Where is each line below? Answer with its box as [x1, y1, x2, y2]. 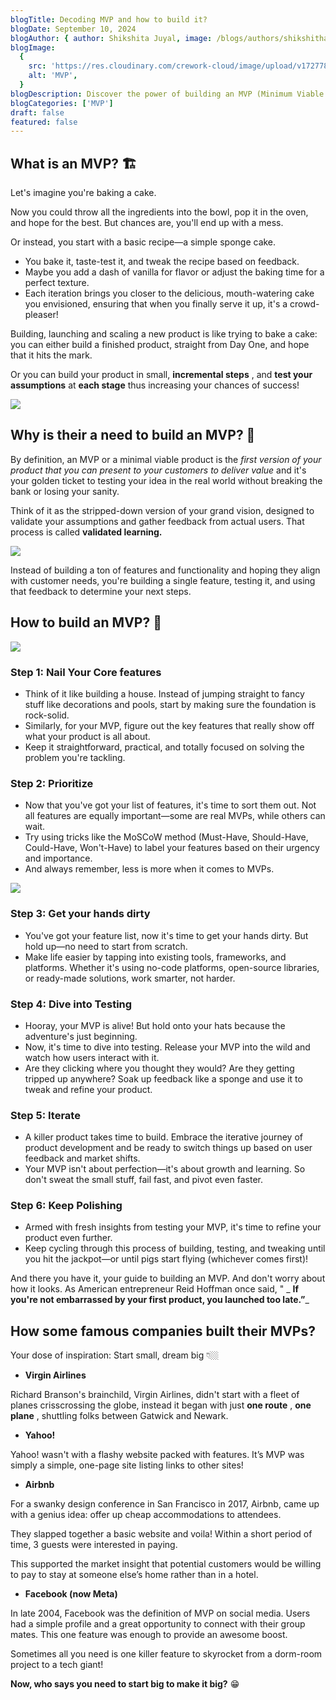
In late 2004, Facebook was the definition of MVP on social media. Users [10, 1607, 311, 1620]
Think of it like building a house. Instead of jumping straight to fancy [24, 687, 305, 700]
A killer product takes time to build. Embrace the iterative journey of [24, 1131, 303, 1143]
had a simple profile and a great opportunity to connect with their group [10, 1618, 306, 1630]
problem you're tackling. [24, 751, 126, 763]
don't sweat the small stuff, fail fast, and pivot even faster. [24, 1174, 263, 1186]
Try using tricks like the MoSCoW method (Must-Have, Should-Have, [24, 831, 309, 843]
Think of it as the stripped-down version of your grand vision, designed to [10, 504, 315, 516]
